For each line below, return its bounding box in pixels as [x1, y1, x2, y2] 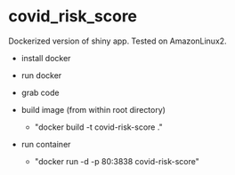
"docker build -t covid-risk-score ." [34, 122, 164, 132]
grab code [20, 87, 60, 98]
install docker [20, 52, 71, 63]
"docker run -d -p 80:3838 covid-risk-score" [34, 155, 199, 166]
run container [20, 139, 71, 149]
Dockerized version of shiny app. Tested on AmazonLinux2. [8, 36, 228, 46]
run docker [20, 69, 62, 81]
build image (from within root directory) [20, 104, 166, 115]
